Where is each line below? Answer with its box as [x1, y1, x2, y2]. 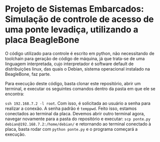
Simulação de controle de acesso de [5, 14, 154, 25]
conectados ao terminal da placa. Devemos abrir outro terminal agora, [5, 110, 145, 116]
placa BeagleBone [5, 35, 80, 46]
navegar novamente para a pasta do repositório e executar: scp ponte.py [5, 116, 151, 122]
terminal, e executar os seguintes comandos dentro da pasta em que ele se [5, 86, 156, 91]
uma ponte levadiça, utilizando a [5, 24, 139, 35]
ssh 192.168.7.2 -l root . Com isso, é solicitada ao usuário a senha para [5, 100, 151, 106]
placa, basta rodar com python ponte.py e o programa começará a [5, 126, 138, 132]
